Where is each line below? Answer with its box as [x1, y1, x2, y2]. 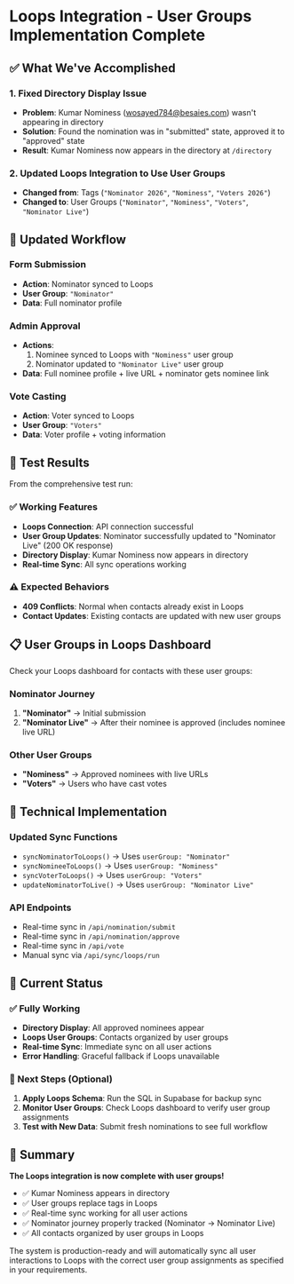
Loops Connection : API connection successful [21, 521, 194, 532]
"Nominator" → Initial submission [21, 708, 147, 718]
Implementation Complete [9, 25, 206, 45]
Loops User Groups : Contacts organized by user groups [21, 1032, 229, 1042]
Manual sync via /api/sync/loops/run [21, 950, 160, 961]
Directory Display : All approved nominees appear [21, 1022, 205, 1033]
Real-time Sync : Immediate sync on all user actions [21, 1041, 212, 1051]
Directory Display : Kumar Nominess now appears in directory [21, 549, 249, 560]
